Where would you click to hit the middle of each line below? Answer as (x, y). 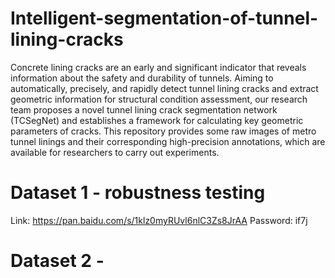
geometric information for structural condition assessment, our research (159, 99)
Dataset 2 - (57, 261)
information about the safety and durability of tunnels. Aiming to (142, 78)
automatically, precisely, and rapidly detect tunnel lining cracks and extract (164, 88)
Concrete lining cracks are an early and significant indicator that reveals (158, 67)
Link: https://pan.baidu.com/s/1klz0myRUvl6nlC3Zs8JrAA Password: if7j (159, 220)
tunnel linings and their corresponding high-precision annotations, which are (168, 141)
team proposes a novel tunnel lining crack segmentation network (144, 109)
